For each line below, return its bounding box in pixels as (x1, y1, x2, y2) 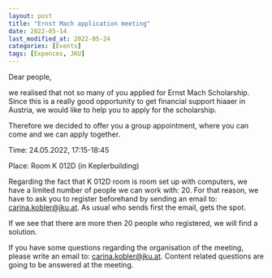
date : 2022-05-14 (8, 27, 67, 35)
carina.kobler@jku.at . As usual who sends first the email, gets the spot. (8, 202, 246, 212)
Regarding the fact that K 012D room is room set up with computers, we (8, 176, 248, 186)
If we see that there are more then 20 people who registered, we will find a (8, 219, 258, 228)
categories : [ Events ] (8, 42, 82, 50)
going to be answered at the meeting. (8, 260, 134, 269)
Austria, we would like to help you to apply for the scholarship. (8, 105, 217, 115)
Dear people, (8, 72, 52, 81)
